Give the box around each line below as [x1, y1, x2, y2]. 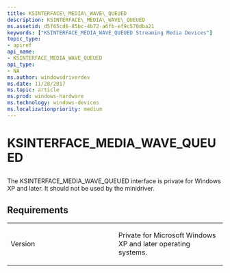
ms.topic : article [7, 86, 60, 93]
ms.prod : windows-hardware [7, 93, 84, 100]
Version [10, 239, 36, 249]
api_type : [7, 61, 36, 68]
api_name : [7, 49, 36, 56]
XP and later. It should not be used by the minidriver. [7, 185, 155, 193]
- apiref [7, 42, 32, 49]
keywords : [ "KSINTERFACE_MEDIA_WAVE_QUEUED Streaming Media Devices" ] [7, 29, 213, 36]
